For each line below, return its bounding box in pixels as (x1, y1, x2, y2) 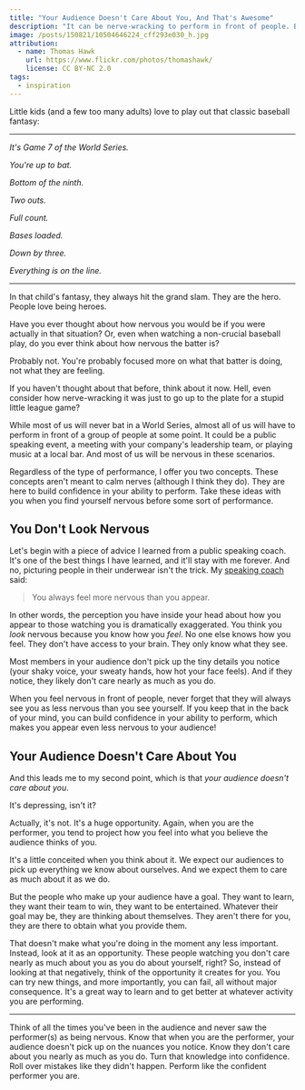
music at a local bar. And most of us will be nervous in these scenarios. (9, 448, 275, 459)
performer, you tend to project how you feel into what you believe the (9, 827, 269, 838)
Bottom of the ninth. (9, 176, 84, 187)
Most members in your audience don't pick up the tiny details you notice (9, 656, 280, 667)
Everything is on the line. (9, 265, 103, 275)
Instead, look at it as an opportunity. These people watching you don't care (9, 947, 290, 959)
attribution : (9, 38, 59, 48)
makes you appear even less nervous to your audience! (9, 722, 217, 733)
